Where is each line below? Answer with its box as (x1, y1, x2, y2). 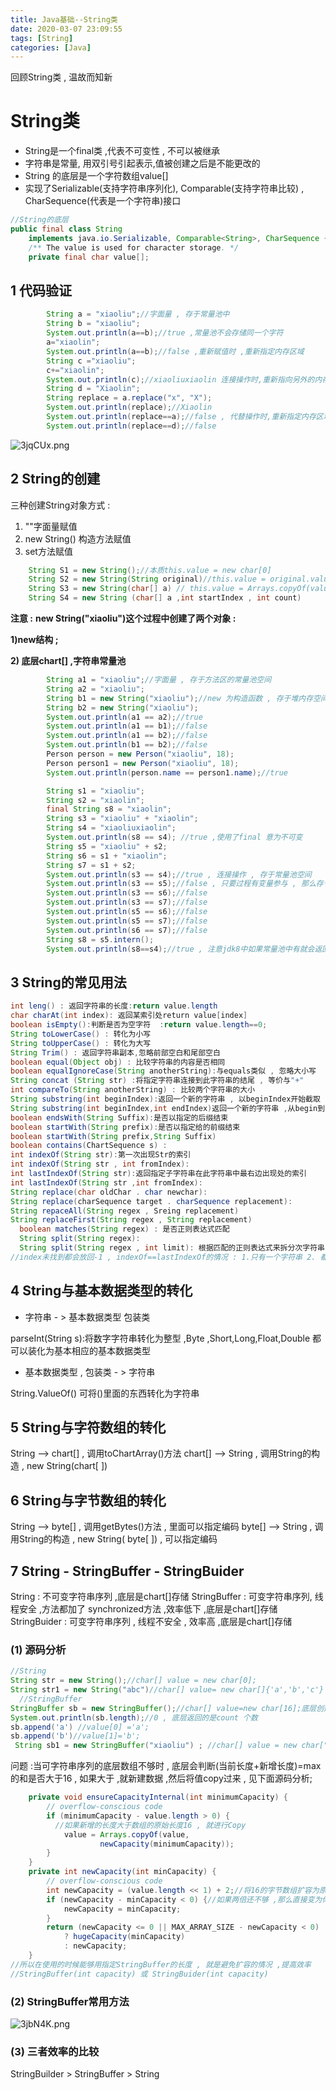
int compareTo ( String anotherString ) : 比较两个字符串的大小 (10, 1085, 256, 1095)
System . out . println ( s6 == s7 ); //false (46, 925, 208, 935)
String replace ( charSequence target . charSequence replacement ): (10, 1196, 293, 1206)
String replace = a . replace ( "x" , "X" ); (46, 393, 213, 403)
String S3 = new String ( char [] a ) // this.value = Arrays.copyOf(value (28, 584, 333, 594)
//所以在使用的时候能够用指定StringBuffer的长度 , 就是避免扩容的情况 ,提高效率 (10, 1959, 312, 1970)
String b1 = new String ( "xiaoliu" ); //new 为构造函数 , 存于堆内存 (46, 693, 314, 703)
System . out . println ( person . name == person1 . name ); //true (46, 767, 288, 778)
